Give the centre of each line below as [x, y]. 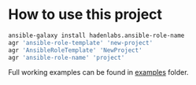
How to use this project [85, 15]
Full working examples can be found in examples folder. [98, 72]
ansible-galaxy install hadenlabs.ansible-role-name [96, 35]
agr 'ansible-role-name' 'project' [67, 57]
